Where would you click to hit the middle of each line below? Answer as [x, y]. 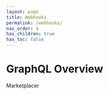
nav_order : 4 [22, 28]
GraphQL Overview [55, 69]
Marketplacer [23, 85]
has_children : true [31, 34]
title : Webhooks [26, 17]
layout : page [22, 12]
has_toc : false [25, 39]
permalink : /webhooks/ [34, 23]
